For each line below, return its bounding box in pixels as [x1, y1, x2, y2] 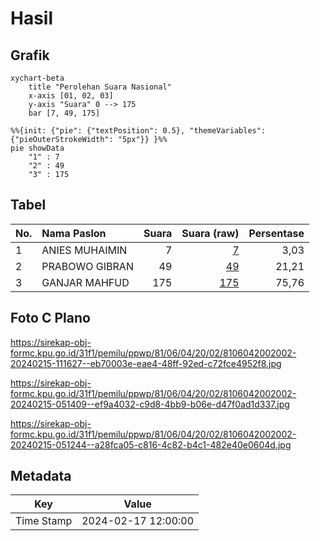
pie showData [10, 143, 65, 153]
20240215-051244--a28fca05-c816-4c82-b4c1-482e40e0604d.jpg [10, 438, 292, 451]
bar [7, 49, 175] [28, 108, 101, 118]
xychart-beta [10, 73, 65, 83]
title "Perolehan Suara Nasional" [28, 82, 172, 92]
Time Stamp [15, 514, 73, 528]
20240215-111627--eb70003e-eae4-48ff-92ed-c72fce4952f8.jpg [10, 357, 282, 369]
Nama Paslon [41, 226, 107, 240]
